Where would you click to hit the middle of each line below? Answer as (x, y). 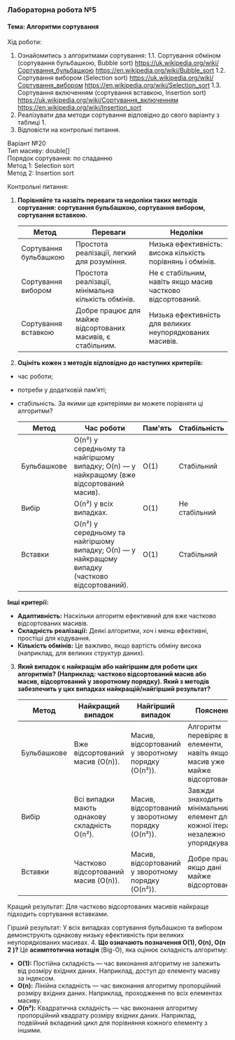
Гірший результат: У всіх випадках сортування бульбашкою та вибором (115, 927)
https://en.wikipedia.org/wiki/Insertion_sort (79, 108)
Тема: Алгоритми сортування (53, 27)
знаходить (205, 799)
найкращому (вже (105, 475)
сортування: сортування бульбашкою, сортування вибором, (111, 208)
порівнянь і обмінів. (183, 262)
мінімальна (95, 290)
